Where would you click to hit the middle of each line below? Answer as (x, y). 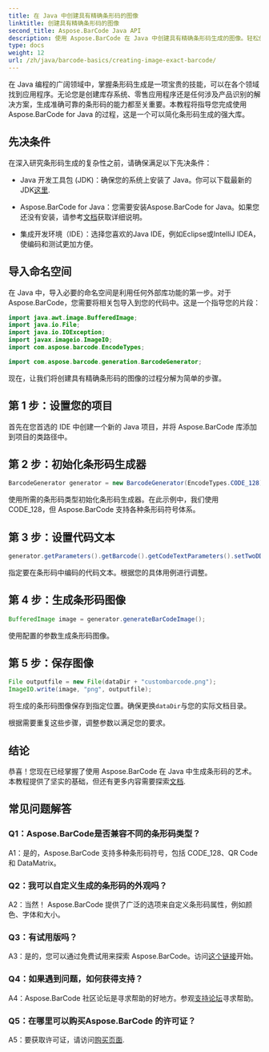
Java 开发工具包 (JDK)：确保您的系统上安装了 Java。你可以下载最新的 (136, 179)
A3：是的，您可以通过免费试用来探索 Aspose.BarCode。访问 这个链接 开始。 (133, 956)
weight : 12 (26, 53)
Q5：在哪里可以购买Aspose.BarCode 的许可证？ (102, 1021)
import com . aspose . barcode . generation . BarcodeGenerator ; (105, 361)
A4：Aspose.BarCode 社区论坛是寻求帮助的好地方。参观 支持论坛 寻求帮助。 (133, 998)
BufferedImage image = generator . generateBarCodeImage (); (107, 619)
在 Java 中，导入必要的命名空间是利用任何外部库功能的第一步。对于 (120, 292)
